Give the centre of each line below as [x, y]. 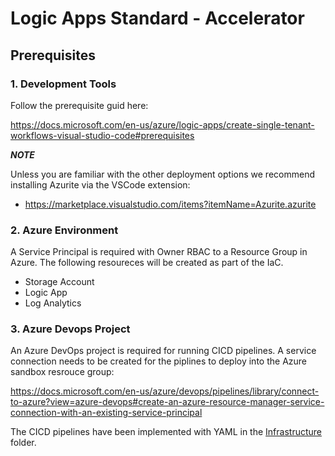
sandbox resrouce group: [62, 372]
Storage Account [59, 282]
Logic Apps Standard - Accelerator [157, 18]
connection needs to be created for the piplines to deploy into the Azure [158, 361]
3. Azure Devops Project [70, 329]
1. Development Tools [63, 84]
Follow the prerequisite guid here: [79, 105]
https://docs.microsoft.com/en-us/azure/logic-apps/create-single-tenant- [162, 124]
